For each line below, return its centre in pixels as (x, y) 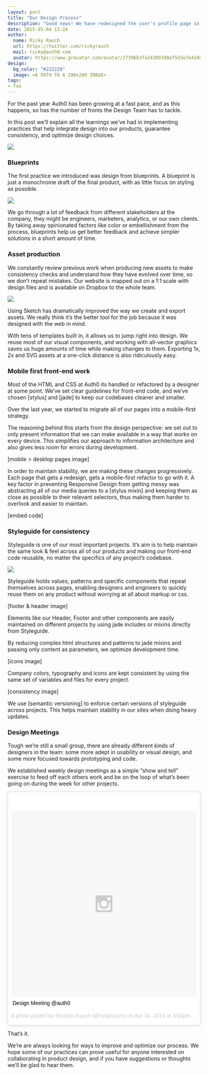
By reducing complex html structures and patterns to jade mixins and (95, 643)
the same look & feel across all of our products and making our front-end (99, 551)
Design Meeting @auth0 (41, 1003)
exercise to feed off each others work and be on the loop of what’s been (98, 777)
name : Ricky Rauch (37, 40)
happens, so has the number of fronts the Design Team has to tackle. (95, 110)
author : (17, 35)
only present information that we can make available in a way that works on (102, 434)
